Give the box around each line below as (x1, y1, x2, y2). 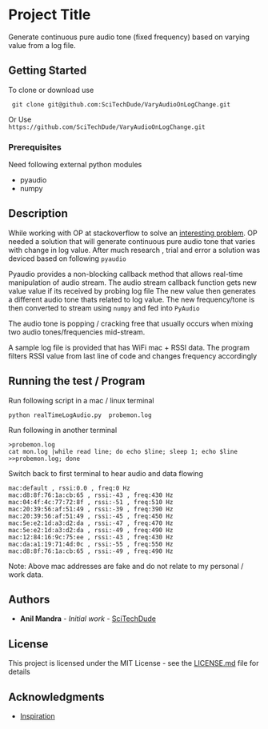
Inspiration (19, 711, 55, 721)
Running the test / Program (8, 375, 146, 388)
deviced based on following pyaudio (8, 254, 126, 263)
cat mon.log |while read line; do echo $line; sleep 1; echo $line (8, 447, 238, 455)
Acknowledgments (8, 690, 106, 703)
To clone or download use (8, 85, 94, 94)
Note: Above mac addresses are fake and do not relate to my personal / (8, 561, 244, 571)
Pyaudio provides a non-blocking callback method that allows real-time (8, 269, 244, 278)
